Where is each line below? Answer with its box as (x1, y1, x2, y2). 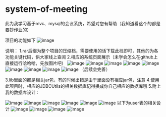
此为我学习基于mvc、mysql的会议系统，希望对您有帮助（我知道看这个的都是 (5, 20, 161, 26)
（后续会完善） (79, 66, 111, 72)
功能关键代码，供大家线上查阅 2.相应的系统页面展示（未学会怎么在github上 (5, 54, 158, 60)
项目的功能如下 (5, 37, 36, 43)
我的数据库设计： (5, 89, 40, 95)
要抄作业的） (5, 26, 31, 33)
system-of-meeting (5, 3, 88, 15)
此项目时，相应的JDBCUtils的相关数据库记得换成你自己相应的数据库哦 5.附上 (5, 83, 161, 89)
